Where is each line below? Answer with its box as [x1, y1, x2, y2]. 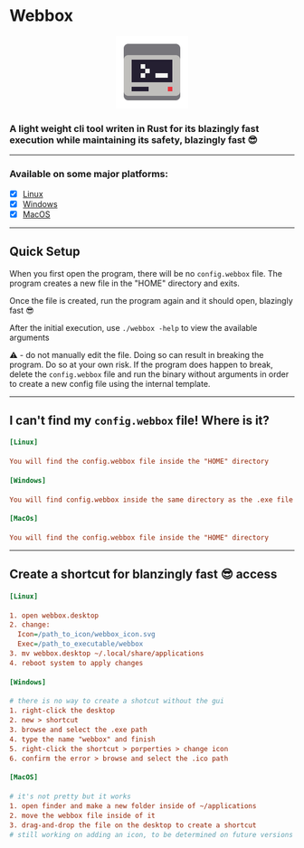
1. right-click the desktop [9, 706, 116, 715]
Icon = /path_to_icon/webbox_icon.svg [17, 630, 156, 639]
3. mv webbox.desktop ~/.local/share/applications [9, 649, 204, 658]
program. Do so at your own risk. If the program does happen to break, [9, 359, 273, 370]
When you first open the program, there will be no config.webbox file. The [9, 268, 283, 278]
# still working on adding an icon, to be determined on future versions [9, 830, 294, 839]
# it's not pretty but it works [9, 792, 131, 801]
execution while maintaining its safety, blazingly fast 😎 [9, 133, 258, 146]
